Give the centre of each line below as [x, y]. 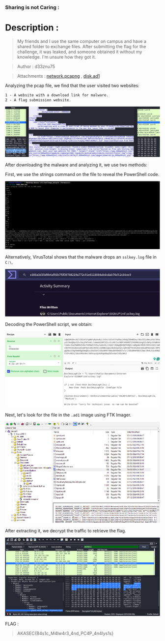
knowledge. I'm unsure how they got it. [56, 57]
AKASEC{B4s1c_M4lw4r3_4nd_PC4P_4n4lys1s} [65, 633]
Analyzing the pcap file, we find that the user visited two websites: [72, 86]
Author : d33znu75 [36, 66]
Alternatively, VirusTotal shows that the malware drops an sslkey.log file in [81, 257]
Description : [32, 28]
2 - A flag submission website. [38, 100]
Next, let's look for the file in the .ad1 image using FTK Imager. [68, 415]
